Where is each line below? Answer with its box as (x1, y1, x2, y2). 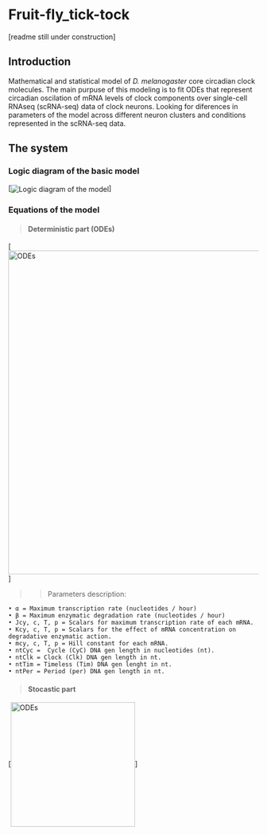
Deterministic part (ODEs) (27, 224, 115, 233)
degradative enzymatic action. (8, 633, 112, 641)
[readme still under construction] (8, 32, 116, 41)
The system (8, 142, 68, 155)
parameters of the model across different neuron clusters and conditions (8, 110, 246, 120)
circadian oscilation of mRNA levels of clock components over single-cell (8, 93, 248, 103)
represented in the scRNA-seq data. (8, 118, 126, 128)
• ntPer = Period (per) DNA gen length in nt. (8, 668, 165, 676)
